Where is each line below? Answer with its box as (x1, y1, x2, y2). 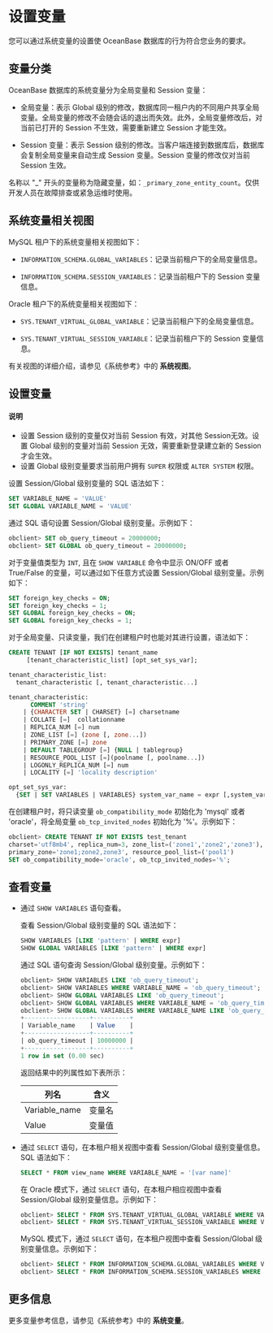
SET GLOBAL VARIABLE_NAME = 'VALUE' (8, 502, 132, 510)
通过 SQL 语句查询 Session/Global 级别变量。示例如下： (19, 960, 207, 970)
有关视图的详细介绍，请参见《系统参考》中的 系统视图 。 (8, 361, 196, 371)
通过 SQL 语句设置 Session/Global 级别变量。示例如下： (8, 518, 195, 528)
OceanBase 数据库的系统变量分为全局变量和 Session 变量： (8, 85, 208, 94)
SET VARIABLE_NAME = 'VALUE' (8, 495, 107, 503)
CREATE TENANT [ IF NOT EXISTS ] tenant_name (8, 649, 158, 657)
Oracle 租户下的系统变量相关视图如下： (8, 298, 140, 309)
